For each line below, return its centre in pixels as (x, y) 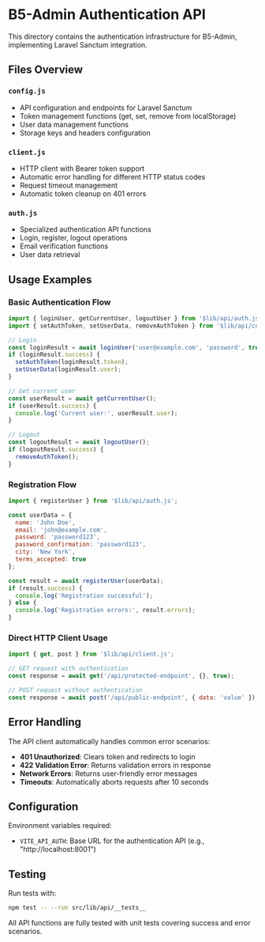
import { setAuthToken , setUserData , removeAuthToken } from (111, 326)
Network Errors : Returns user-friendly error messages (108, 774)
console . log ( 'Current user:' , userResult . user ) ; (97, 413)
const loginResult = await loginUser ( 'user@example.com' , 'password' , (127, 347)
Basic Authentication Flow (60, 302)
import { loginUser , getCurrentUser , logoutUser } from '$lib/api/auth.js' (135, 318)
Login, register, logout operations (73, 238)
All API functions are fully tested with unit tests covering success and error (129, 923)
